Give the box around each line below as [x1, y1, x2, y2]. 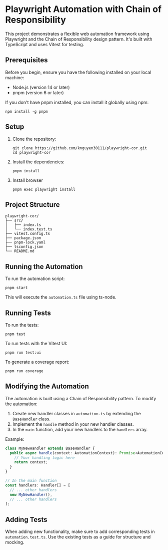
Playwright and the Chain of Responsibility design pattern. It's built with [5, 36, 152, 42]
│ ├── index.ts [5, 222, 41, 227]
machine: [5, 74, 24, 81]
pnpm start [5, 286, 28, 291]
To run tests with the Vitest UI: [5, 341, 67, 346]
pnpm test [5, 332, 26, 337]
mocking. [5, 539, 24, 545]
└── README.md [5, 249, 35, 254]
